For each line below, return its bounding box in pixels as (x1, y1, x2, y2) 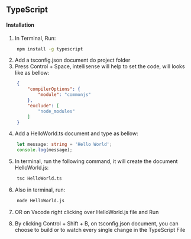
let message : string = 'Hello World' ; (17, 142, 112, 148)
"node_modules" (37, 108, 76, 114)
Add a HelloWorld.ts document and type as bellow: (14, 130, 138, 137)
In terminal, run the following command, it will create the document (14, 158, 178, 165)
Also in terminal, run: (14, 186, 66, 193)
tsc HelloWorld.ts (17, 176, 62, 181)
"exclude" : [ (27, 103, 60, 109)
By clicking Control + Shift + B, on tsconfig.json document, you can (14, 219, 179, 227)
